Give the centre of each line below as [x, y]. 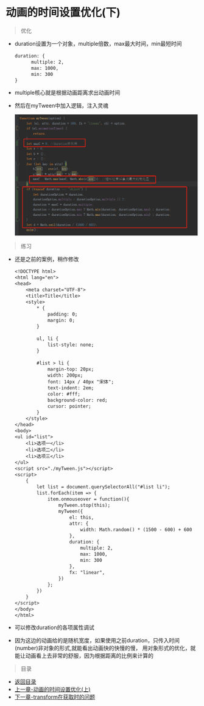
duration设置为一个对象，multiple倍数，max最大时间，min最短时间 [98, 43]
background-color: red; [77, 400]
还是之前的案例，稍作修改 [47, 259]
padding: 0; [62, 314]
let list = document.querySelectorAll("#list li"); [104, 487]
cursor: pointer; [69, 406]
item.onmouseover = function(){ [88, 499]
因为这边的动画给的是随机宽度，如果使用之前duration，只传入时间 [97, 640]
